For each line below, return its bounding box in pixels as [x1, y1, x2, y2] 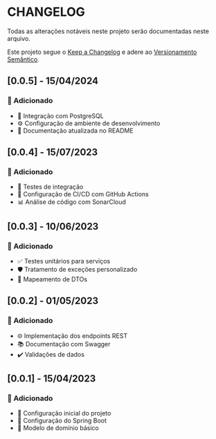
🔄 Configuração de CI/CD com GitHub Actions [17, 190, 149, 198]
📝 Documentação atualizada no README [17, 126, 134, 135]
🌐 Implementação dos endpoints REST [17, 331, 128, 339]
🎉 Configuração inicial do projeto [17, 409, 111, 418]
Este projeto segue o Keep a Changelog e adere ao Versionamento [7, 48, 197, 56]
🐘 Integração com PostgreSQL [17, 111, 104, 120]
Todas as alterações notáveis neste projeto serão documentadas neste [7, 27, 210, 35]
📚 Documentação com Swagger [17, 339, 111, 348]
